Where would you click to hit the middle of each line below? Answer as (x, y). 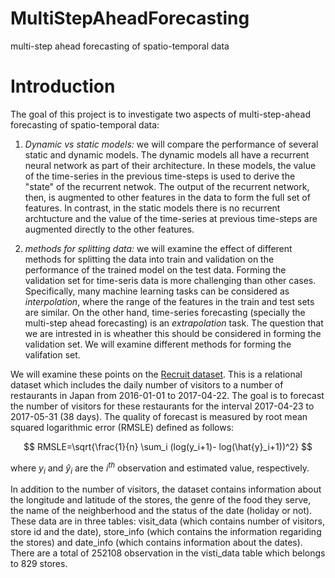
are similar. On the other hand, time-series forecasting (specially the (165, 312)
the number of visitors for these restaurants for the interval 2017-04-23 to (162, 406)
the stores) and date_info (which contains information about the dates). (156, 543)
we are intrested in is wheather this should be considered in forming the (173, 333)
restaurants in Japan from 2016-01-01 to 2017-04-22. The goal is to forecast (167, 395)
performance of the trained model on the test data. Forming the (155, 269)
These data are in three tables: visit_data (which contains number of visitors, (167, 521)
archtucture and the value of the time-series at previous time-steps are (171, 218)
